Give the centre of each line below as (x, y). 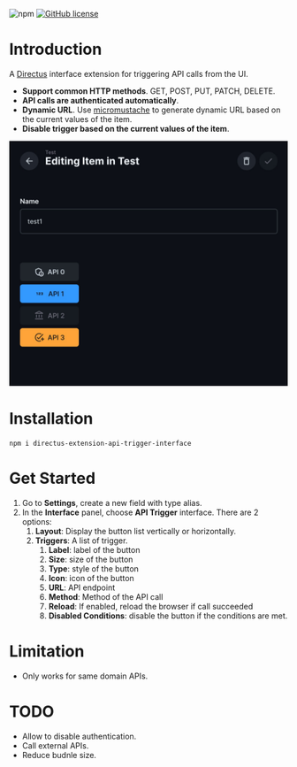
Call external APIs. (55, 745)
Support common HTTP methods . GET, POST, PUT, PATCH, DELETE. (148, 91)
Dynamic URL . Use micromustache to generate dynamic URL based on (151, 110)
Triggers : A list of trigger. (81, 541)
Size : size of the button (91, 559)
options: (37, 521)
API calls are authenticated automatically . (100, 100)
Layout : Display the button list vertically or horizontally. (136, 531)
